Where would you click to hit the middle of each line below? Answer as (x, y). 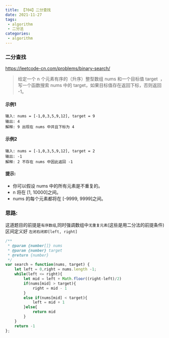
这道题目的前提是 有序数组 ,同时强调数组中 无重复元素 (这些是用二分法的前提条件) (85, 225)
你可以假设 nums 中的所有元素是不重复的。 (58, 186)
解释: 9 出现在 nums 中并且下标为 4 (40, 127)
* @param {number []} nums (35, 245)
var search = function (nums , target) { (48, 265)
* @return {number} (28, 255)
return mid (44, 312)
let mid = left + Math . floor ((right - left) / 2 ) (73, 279)
